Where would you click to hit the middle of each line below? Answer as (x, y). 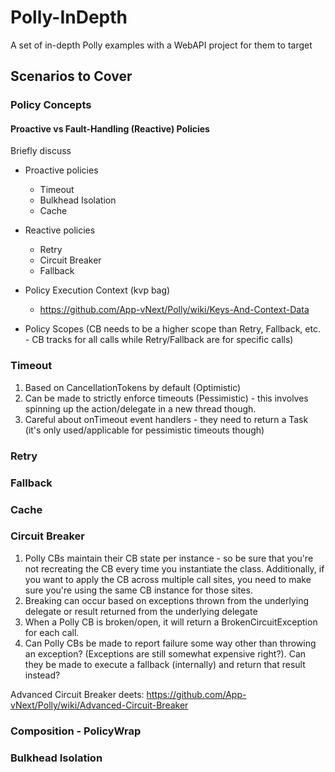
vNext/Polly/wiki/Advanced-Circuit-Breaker (99, 705)
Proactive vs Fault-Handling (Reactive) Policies (110, 128)
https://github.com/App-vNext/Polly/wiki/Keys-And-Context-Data (174, 310)
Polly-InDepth (69, 17)
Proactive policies (61, 170)
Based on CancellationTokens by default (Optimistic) (133, 387)
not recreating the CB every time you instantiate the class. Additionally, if (174, 568)
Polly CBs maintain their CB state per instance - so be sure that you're (169, 558)
